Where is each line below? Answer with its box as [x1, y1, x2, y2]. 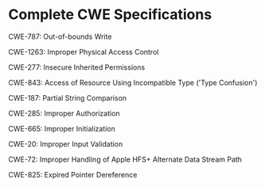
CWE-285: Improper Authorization [8, 109, 121, 118]
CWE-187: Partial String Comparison [8, 93, 127, 102]
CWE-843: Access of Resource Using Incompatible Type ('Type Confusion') [8, 78, 258, 87]
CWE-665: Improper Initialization [8, 124, 115, 133]
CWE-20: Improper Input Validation [8, 139, 123, 148]
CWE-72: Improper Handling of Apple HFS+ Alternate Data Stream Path [8, 155, 243, 164]
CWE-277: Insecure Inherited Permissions [8, 62, 146, 72]
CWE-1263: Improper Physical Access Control [8, 47, 159, 56]
